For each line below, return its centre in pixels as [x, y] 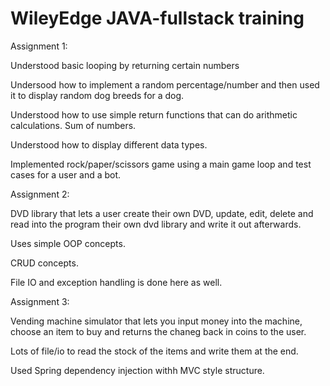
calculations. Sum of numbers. [73, 125]
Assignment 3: [40, 301]
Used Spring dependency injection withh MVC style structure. [137, 370]
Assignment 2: [40, 194]
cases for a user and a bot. [66, 174]
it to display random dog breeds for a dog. [97, 95]
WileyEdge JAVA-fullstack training [157, 18]
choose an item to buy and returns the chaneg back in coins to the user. [158, 331]
